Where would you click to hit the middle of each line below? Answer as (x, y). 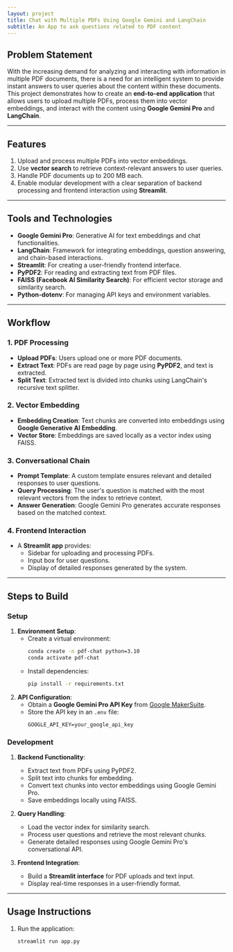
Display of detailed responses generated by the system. (107, 568)
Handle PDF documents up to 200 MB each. (80, 175)
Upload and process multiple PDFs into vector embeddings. (102, 161)
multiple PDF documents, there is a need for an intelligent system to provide (115, 79)
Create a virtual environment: (69, 639)
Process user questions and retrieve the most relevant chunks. (117, 834)
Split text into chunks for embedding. (80, 778)
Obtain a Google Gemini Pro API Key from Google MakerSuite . (116, 704)
